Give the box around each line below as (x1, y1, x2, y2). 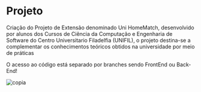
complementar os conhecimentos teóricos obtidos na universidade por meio (6, 43, 195, 50)
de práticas (6, 49, 34, 56)
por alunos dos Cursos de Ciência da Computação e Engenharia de (6, 30, 173, 37)
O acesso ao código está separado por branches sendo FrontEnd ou (6, 61, 176, 68)
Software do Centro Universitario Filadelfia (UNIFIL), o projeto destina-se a (6, 36, 191, 44)
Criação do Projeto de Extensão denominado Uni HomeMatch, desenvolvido (6, 24, 194, 31)
